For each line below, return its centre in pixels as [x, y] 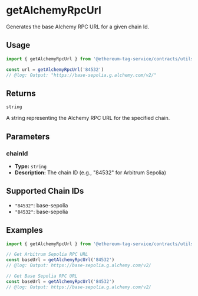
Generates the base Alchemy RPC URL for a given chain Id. [78, 27]
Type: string [31, 166]
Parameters [28, 136]
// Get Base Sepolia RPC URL [42, 276]
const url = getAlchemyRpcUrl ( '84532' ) [55, 69]
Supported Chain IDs [45, 191]
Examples [24, 230]
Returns [21, 93]
